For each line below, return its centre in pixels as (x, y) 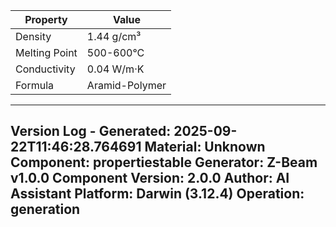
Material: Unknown (205, 147)
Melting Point (46, 52)
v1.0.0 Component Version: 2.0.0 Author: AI (150, 178)
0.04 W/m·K (115, 69)
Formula (35, 85)
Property (46, 19)
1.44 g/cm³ (114, 36)
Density (33, 36)
